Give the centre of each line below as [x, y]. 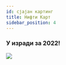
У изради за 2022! [33, 43]
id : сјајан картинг [30, 12]
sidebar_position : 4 [31, 22]
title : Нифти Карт [28, 17]
